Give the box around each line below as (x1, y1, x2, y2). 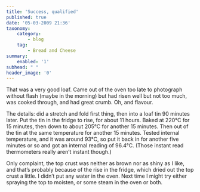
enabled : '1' (17, 58, 50, 64)
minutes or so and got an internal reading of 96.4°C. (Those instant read (6, 142, 184, 149)
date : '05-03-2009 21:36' (6, 20, 70, 26)
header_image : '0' (6, 70, 52, 76)
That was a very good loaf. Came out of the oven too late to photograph (6, 86, 183, 93)
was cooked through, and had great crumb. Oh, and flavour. (6, 99, 153, 106)
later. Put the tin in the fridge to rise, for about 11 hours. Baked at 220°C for (6, 117, 190, 124)
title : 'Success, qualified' (6, 8, 79, 15)
